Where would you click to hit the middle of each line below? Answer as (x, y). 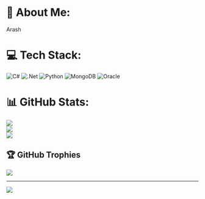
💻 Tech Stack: (44, 55)
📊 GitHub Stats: (48, 102)
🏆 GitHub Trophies (44, 155)
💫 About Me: (38, 13)
